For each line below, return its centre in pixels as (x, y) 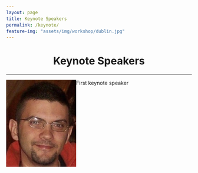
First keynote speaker (103, 83)
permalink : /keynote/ (33, 25)
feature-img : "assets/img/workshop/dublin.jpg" (66, 31)
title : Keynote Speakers (37, 19)
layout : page (22, 12)
